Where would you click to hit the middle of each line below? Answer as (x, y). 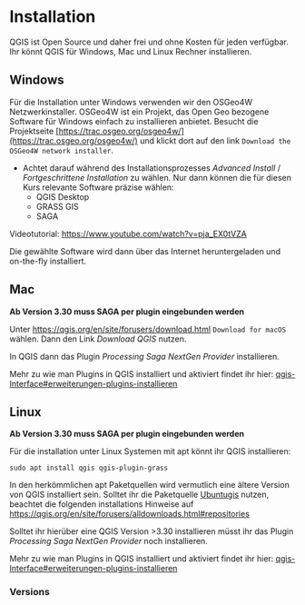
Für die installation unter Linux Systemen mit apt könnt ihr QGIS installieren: (150, 451)
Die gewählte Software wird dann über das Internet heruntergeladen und (145, 251)
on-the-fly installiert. (48, 261)
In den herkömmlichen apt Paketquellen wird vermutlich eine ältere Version (150, 485)
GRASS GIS (57, 206)
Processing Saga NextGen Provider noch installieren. (109, 541)
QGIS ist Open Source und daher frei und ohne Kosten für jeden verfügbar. (149, 42)
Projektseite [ (34, 131)
